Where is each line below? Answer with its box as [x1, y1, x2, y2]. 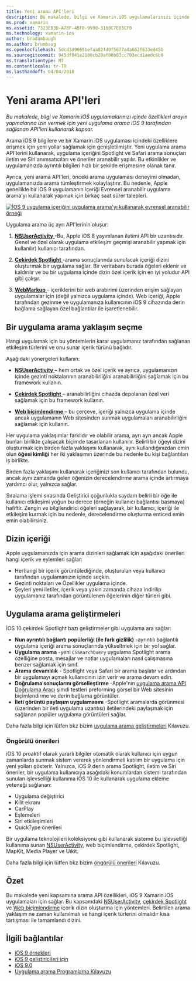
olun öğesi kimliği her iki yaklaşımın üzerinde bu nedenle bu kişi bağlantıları [6, 451, 188, 458]
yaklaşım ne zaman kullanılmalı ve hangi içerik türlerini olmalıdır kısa [6, 910, 170, 917]
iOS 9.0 [14, 962, 33, 969]
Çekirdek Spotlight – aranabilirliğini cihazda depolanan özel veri [14, 391, 170, 397]
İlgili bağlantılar [6, 933, 64, 943]
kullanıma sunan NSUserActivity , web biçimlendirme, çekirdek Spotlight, [6, 841, 180, 848]
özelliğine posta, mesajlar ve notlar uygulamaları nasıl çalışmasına [14, 655, 173, 662]
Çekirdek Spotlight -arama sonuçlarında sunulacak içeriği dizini [14, 256, 169, 263]
